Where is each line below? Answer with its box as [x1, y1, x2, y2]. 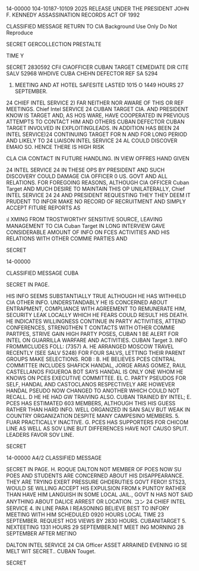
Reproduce [6, 29, 33, 36]
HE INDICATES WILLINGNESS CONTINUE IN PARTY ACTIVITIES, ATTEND [6, 318, 186, 325]
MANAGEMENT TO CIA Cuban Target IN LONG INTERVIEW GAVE [6, 223, 166, 229]
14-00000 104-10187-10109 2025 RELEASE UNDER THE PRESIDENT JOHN [6, 5, 189, 12]
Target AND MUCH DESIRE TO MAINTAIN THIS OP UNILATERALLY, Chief [6, 185, 185, 192]
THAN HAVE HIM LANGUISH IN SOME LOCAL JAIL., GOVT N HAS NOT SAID [6, 491, 193, 498]
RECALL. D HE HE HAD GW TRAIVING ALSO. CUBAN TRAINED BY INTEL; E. [6, 394, 192, 400]
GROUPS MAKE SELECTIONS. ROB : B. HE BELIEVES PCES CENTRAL [6, 356, 176, 363]
